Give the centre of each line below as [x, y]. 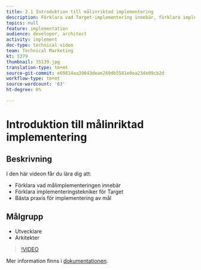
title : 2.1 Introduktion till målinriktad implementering [80, 12]
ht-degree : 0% [24, 90]
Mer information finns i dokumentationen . [57, 260]
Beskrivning [29, 159]
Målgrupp [25, 217]
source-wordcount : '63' [36, 84]
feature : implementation [37, 28]
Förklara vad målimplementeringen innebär [68, 185]
